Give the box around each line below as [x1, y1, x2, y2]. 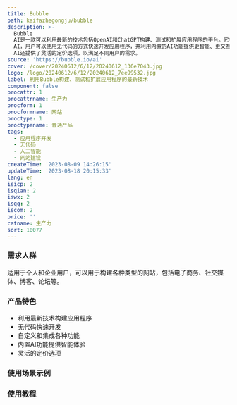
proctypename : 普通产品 [7, 121, 73, 129]
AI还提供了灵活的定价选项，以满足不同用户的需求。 [13, 50, 141, 57]
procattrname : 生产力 [7, 96, 68, 103]
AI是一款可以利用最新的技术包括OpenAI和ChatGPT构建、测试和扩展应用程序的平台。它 [13, 37, 229, 44]
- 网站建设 [13, 154, 42, 162]
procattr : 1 [7, 89, 42, 96]
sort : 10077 [7, 226, 42, 233]
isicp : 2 [7, 180, 33, 187]
